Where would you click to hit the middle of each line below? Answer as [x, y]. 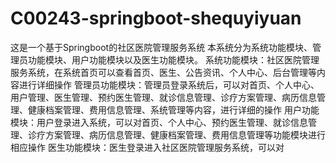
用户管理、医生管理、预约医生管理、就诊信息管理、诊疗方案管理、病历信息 [163, 97]
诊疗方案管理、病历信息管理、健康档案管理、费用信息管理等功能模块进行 [176, 134]
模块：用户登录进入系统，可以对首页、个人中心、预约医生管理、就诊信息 [159, 122]
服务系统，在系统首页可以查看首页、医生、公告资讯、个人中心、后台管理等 [163, 72]
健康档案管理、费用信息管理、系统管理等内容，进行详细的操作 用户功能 [173, 109]
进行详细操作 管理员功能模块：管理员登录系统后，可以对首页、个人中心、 [169, 84]
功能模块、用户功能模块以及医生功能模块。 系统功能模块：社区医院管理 [173, 59]
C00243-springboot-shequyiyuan [156, 18]
